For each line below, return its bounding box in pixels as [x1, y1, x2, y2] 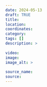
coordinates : [5, 27, 33, 32]
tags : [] [5, 36, 24, 41]
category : [5, 31, 27, 36]
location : [5, 21, 27, 27]
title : [5, 17, 19, 22]
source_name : [5, 70, 33, 75]
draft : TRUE [5, 12, 31, 17]
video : [5, 50, 19, 55]
